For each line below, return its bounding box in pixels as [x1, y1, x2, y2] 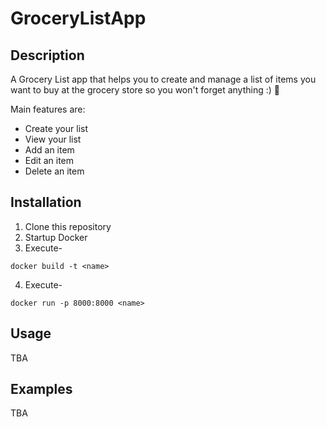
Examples [10, 381, 73, 398]
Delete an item [24, 165, 85, 177]
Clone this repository [24, 220, 112, 232]
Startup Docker [24, 231, 88, 243]
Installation [10, 194, 82, 211]
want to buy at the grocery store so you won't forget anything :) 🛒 [10, 84, 281, 96]
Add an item [24, 144, 75, 156]
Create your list [24, 123, 88, 134]
